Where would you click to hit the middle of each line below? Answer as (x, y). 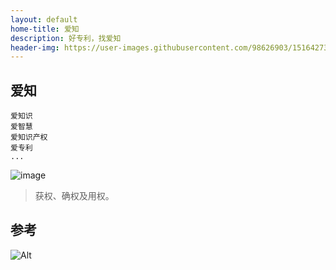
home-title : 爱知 (45, 29)
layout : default (44, 19)
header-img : (35, 47)
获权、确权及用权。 (74, 196)
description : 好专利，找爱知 (66, 38)
